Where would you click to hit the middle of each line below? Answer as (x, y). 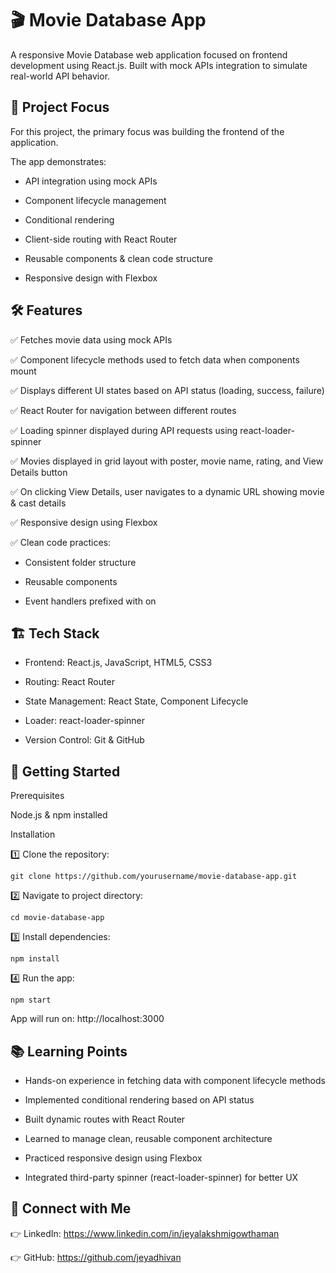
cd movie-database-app (57, 918)
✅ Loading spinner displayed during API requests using (124, 430)
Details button (39, 472)
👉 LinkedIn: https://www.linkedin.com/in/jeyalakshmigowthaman (145, 1233)
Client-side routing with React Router (101, 239)
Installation (33, 834)
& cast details (38, 503)
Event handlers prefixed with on (90, 601)
